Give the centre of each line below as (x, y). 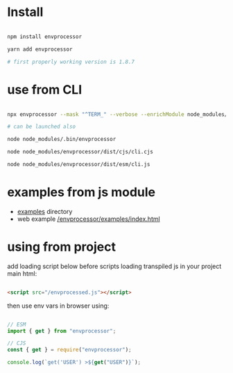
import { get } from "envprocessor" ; (62, 331)
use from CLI (45, 89)
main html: (22, 273)
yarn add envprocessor (40, 49)
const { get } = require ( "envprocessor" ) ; (69, 350)
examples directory (45, 211)
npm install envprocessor (44, 36)
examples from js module (81, 192)
